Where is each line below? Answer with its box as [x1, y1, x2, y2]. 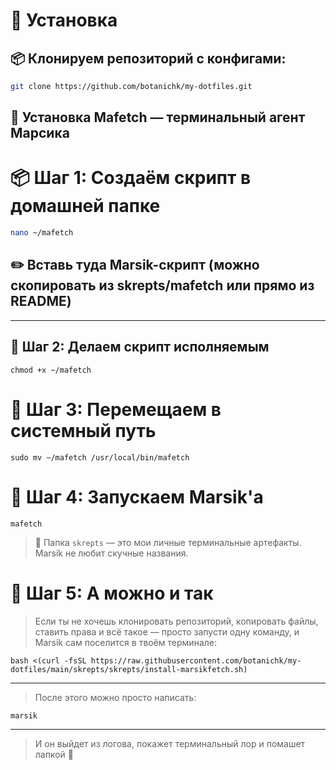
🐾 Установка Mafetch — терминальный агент [10, 109, 306, 126]
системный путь [10, 419, 157, 442]
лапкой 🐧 [34, 748, 75, 760]
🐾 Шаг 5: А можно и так [10, 582, 214, 604]
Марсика [10, 125, 70, 142]
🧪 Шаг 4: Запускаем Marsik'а [10, 485, 264, 508]
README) [10, 293, 72, 310]
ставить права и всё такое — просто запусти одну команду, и [34, 625, 300, 638]
